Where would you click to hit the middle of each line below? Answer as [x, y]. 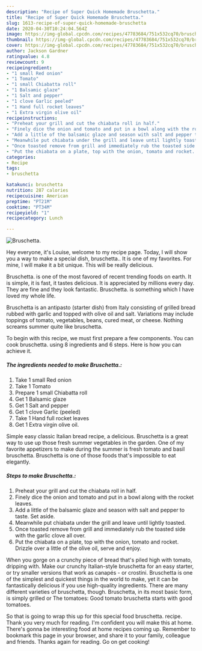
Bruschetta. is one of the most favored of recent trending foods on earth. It [99, 277]
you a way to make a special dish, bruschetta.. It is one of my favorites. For [99, 258]
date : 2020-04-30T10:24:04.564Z [47, 29]
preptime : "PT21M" [29, 201]
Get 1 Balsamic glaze [41, 399]
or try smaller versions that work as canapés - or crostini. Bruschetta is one [99, 573]
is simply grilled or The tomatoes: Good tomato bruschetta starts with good [99, 598]
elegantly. [18, 462]
